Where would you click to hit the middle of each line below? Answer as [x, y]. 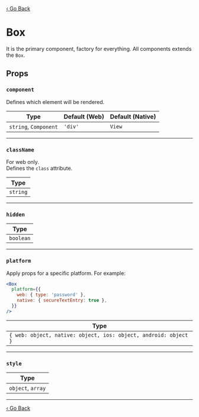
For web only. [23, 161]
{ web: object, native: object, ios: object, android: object [99, 335]
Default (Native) [133, 117]
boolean [20, 238]
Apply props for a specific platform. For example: [66, 273]
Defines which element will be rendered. [55, 102]
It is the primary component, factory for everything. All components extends [99, 49]
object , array [28, 388]
